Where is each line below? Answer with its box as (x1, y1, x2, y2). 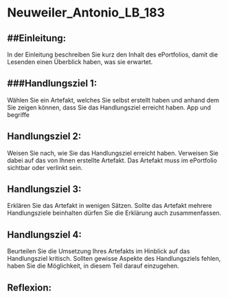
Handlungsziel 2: (7, 131, 82, 142)
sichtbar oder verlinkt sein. (7, 163, 83, 171)
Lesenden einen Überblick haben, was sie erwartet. (7, 58, 153, 66)
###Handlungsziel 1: (7, 78, 98, 89)
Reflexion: (7, 281, 52, 293)
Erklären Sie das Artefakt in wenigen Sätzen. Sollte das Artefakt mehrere (7, 202, 212, 210)
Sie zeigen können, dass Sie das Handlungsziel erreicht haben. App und (7, 103, 212, 111)
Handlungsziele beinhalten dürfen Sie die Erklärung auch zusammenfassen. (7, 209, 222, 217)
